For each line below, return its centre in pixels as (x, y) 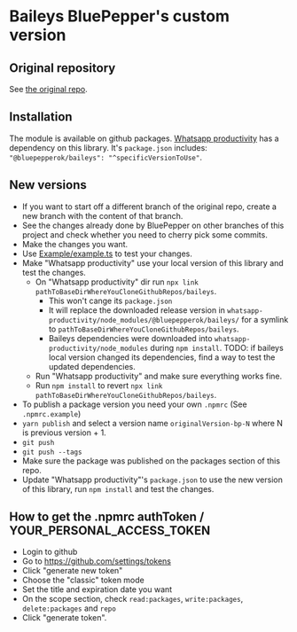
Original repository (63, 68)
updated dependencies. (92, 366)
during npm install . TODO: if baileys (217, 347)
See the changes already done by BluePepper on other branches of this (153, 225)
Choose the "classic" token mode (83, 580)
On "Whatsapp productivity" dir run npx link (117, 282)
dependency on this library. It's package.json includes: (109, 147)
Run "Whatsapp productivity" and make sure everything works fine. (159, 376)
